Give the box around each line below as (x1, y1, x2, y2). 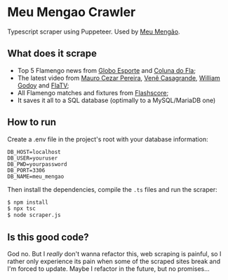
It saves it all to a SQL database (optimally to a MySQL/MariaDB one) (17, 96, 216, 104)
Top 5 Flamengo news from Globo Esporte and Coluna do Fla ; (17, 66, 196, 74)
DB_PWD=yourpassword (7, 160, 68, 168)
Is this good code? (7, 231, 89, 243)
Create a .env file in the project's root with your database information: (7, 134, 208, 143)
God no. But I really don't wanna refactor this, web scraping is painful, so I (7, 250, 222, 258)
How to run (7, 116, 57, 128)
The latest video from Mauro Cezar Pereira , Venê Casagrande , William (17, 73, 221, 82)
